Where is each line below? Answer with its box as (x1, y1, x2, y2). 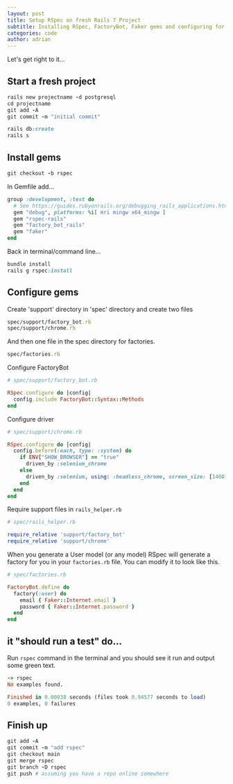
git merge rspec (7, 757, 54, 764)
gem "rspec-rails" (13, 215, 67, 223)
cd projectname (7, 100, 51, 107)
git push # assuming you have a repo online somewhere (7, 770, 169, 777)
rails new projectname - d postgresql (7, 93, 116, 101)
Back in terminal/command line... (7, 248, 101, 255)
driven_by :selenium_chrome (25, 461, 107, 467)
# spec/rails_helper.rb (7, 519, 76, 526)
